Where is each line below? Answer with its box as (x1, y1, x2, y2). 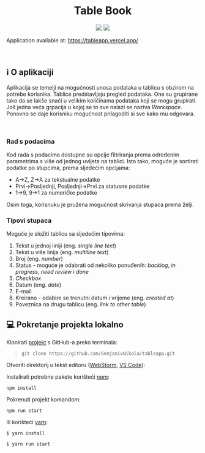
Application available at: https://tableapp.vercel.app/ (6, 36, 139, 44)
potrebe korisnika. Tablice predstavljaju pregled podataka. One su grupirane (6, 90, 198, 98)
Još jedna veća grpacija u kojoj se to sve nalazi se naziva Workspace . (6, 103, 182, 110)
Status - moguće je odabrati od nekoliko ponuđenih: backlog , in (15, 261, 176, 269)
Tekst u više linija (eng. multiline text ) (15, 249, 109, 256)
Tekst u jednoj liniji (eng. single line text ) (15, 242, 116, 249)
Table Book (73, 4, 132, 18)
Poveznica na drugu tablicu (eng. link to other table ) (15, 301, 146, 308)
